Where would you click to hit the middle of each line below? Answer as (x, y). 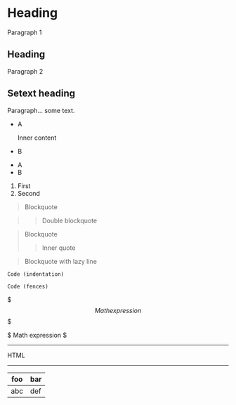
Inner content (37, 138)
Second (29, 193)
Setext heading (41, 94)
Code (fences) (28, 286)
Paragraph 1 (25, 32)
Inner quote (59, 248)
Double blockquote (70, 220)
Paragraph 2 (25, 71)
